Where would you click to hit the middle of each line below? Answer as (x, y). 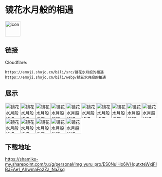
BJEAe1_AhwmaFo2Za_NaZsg (35, 169)
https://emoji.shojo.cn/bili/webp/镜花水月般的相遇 (55, 77)
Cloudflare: (16, 62)
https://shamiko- (22, 159)
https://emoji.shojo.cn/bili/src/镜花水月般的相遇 (54, 72)
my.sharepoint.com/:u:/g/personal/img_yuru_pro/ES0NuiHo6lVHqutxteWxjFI (81, 164)
